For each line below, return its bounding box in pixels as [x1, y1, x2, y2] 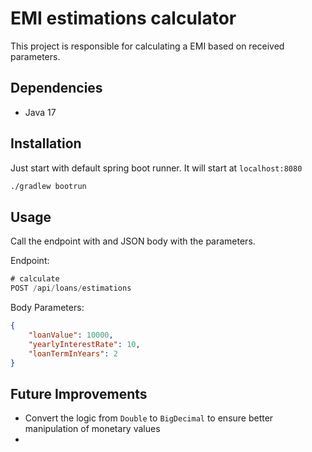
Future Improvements [10, 385, 148, 402]
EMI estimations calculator [10, 7, 237, 30]
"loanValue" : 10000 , [28, 330, 114, 340]
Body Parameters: [10, 302, 85, 313]
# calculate [10, 274, 60, 284]
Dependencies [10, 80, 103, 97]
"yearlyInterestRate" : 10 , [28, 339, 141, 349]
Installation [10, 135, 82, 152]
